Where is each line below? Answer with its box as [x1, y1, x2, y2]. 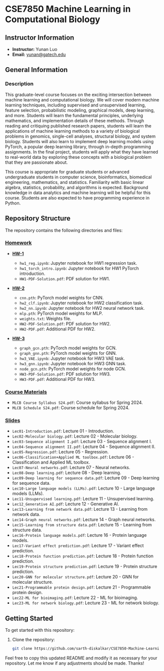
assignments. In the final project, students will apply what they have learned [5, 149, 158, 155]
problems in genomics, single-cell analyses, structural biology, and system [5, 133, 156, 139]
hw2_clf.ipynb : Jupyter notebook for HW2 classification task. [19, 300, 143, 306]
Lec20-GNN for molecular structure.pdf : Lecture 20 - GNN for [12, 574, 139, 580]
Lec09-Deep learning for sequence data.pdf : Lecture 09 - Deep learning [12, 475, 160, 481]
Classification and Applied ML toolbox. [12, 459, 90, 465]
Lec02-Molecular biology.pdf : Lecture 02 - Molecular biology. [12, 433, 138, 439]
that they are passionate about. [5, 159, 68, 165]
